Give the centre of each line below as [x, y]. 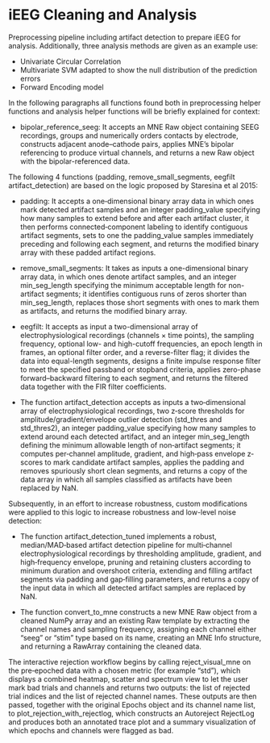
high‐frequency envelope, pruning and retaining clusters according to [135, 561]
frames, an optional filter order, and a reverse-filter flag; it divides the [135, 352]
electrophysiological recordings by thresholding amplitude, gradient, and [141, 553]
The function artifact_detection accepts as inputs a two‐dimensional [133, 402]
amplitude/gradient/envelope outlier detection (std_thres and [121, 419]
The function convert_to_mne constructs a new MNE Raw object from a [139, 612]
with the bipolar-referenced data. [75, 161]
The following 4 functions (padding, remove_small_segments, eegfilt [122, 177]
